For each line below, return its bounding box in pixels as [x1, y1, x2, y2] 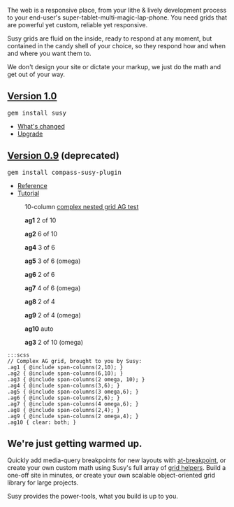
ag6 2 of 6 [24, 270, 55, 278]
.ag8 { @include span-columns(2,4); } [7, 406, 120, 413]
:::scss [7, 351, 30, 359]
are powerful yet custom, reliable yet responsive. [7, 21, 148, 29]
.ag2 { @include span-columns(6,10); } [7, 370, 124, 377]
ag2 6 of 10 [24, 229, 58, 238]
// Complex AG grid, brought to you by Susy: [7, 357, 142, 364]
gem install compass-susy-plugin [7, 168, 122, 176]
